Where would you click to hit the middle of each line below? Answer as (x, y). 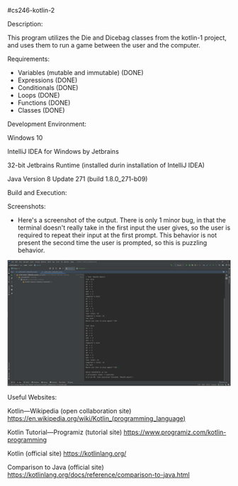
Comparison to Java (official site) (56, 467)
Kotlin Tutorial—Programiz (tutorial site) (65, 432)
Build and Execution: (37, 193)
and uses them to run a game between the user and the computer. (104, 45)
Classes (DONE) (41, 110)
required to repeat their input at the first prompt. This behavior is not (117, 235)
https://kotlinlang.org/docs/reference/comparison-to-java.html (98, 475)
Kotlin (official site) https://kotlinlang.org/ (67, 453)
